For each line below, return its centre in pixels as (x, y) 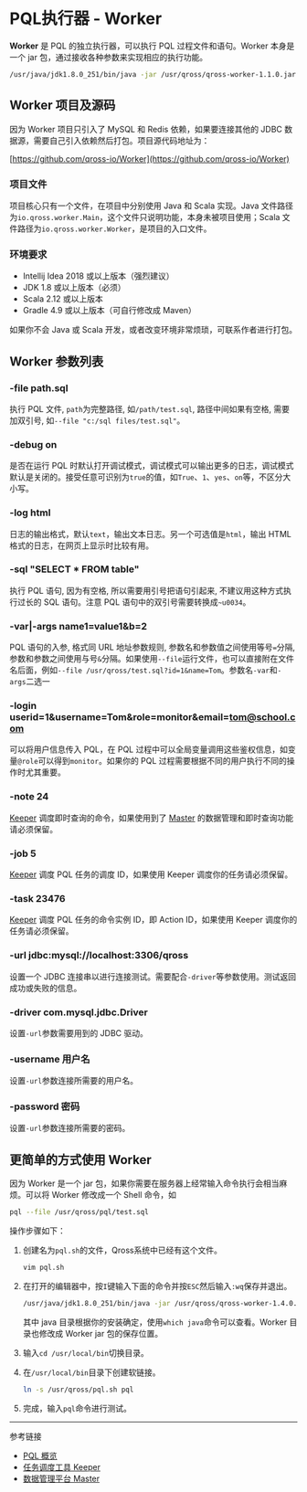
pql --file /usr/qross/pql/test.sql (79, 1212)
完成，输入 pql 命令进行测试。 (77, 1408)
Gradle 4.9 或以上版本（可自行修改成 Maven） (109, 311)
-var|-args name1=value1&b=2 (79, 626)
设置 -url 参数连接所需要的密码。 (70, 1128)
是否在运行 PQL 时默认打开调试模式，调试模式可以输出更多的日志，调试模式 (152, 466)
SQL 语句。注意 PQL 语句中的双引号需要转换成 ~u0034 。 (147, 602)
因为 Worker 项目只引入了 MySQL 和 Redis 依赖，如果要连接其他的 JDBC (146, 129)
